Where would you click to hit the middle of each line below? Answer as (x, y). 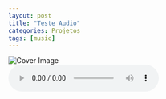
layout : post (30, 16)
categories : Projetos (45, 30)
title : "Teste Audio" (45, 23)
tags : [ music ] (32, 38)
